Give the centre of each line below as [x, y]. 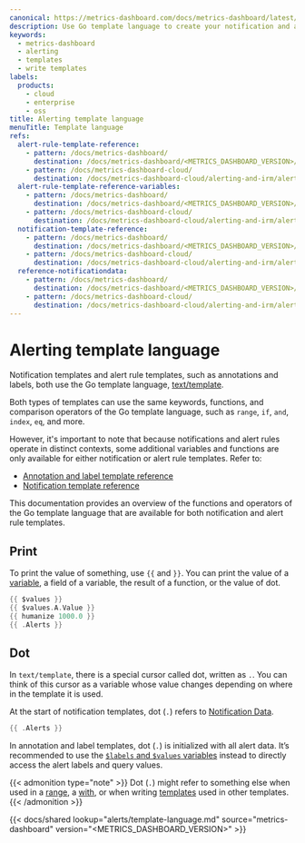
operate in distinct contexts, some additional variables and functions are [144, 449]
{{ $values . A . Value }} [52, 608]
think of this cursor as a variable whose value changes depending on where [151, 684]
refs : [20, 136]
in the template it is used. [56, 694]
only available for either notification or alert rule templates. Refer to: [136, 459]
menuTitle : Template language [67, 128]
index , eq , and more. [47, 421]
